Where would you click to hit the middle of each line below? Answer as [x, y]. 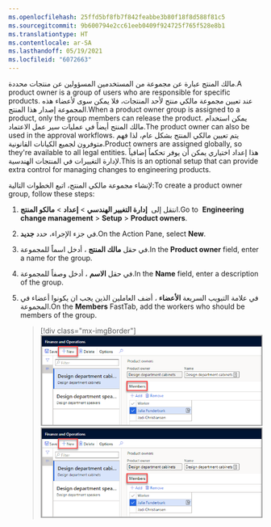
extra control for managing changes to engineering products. [110, 169]
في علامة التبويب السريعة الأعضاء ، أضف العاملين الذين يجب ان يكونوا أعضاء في [139, 298]
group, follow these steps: [52, 194]
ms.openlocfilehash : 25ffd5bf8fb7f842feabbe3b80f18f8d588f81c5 [117, 17]
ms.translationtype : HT [48, 34]
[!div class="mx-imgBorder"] [88, 331]
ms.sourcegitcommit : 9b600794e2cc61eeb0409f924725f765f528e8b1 [117, 25]
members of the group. [58, 315]
